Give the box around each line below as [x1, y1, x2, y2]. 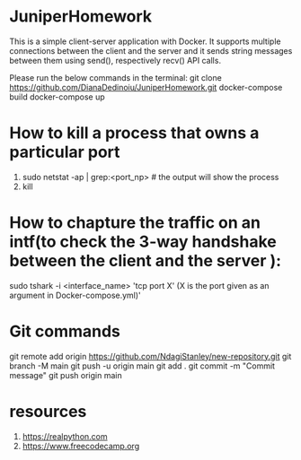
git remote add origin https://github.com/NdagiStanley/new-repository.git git [9, 351, 292, 361]
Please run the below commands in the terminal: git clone [9, 72, 222, 82]
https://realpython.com [22, 430, 108, 441]
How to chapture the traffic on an [9, 213, 261, 233]
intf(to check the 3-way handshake [9, 231, 277, 252]
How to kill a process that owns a [9, 123, 260, 143]
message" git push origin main [9, 369, 123, 380]
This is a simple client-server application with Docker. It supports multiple [9, 36, 281, 47]
